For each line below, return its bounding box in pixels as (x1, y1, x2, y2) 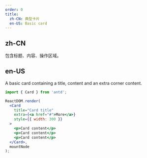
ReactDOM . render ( (5, 99, 41, 104)
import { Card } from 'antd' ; (5, 89, 67, 95)
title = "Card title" (14, 107, 54, 113)
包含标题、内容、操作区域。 (5, 53, 61, 59)
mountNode (9, 144, 29, 149)
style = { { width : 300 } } (14, 117, 63, 122)
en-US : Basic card (9, 21, 48, 26)
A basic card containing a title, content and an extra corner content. (5, 80, 143, 86)
